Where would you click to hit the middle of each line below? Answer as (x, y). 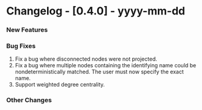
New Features (27, 30)
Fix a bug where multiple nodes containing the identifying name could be (106, 66)
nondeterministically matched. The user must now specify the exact (99, 72)
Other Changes (29, 100)
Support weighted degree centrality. (60, 85)
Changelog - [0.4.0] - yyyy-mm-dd (96, 11)
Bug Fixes (21, 46)
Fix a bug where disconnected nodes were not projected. (86, 59)
